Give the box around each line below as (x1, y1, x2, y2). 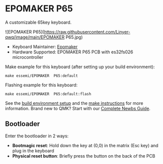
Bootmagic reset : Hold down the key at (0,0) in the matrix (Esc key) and (12, 142, 159, 148)
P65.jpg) (65, 34, 83, 40)
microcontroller (12, 54, 43, 60)
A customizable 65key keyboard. (5, 19, 72, 25)
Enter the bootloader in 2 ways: (5, 133, 69, 139)
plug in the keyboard (12, 148, 54, 154)
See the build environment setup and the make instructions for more (5, 100, 144, 106)
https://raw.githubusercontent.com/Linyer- (44, 29, 130, 35)
